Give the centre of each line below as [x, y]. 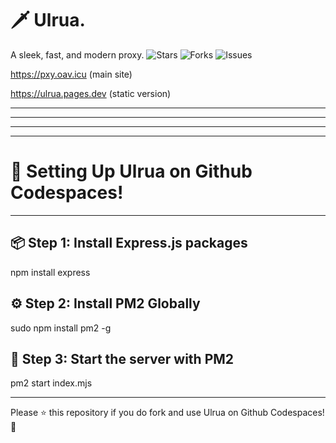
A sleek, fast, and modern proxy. [77, 54]
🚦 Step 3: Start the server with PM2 [122, 358]
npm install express [50, 272]
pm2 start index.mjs [51, 383]
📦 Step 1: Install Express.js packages [129, 243]
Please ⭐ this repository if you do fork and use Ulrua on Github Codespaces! [167, 413]
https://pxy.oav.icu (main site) [71, 74]
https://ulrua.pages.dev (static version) [91, 93]
